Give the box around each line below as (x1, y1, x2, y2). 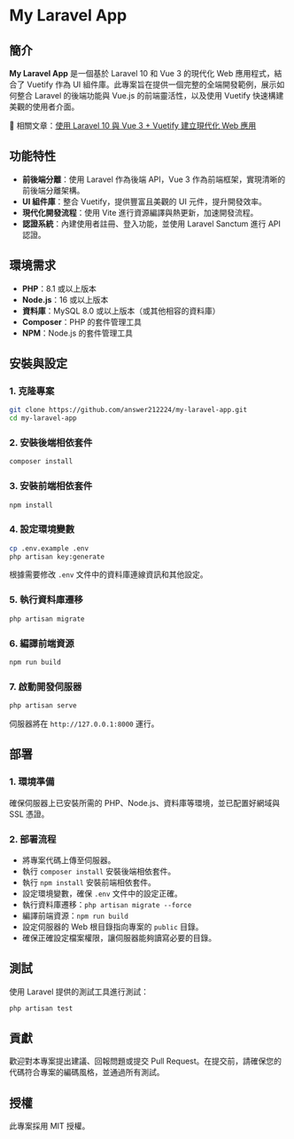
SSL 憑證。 (9, 809, 50, 819)
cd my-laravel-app (9, 414, 77, 423)
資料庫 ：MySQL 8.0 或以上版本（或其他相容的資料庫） (21, 305, 220, 316)
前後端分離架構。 (21, 185, 85, 195)
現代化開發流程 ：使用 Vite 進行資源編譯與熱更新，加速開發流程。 (21, 207, 259, 218)
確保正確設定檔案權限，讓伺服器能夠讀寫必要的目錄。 (21, 932, 217, 943)
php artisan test (9, 1004, 73, 1013)
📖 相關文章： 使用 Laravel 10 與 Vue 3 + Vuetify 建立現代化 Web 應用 (9, 121, 257, 131)
